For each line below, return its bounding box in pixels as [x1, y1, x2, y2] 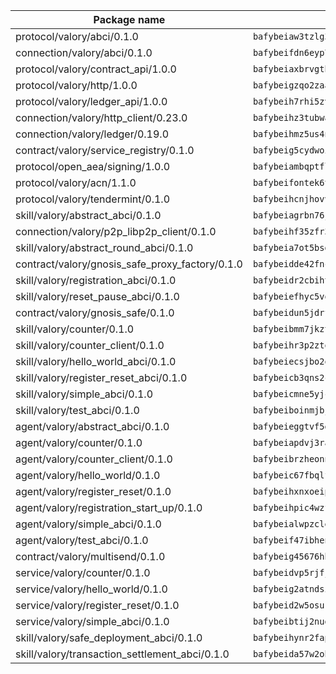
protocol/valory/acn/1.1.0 [15, 176, 137, 189]
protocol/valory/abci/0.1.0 [15, 30, 139, 43]
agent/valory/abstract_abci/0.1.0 [15, 420, 170, 433]
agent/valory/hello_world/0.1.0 [15, 469, 161, 482]
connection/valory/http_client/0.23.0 [15, 111, 188, 124]
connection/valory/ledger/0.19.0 [15, 127, 170, 141]
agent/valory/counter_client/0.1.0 [15, 452, 173, 466]
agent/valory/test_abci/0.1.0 [15, 534, 149, 547]
